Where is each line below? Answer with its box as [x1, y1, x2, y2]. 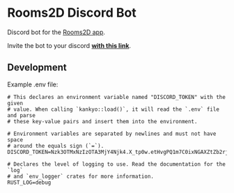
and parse [7, 111, 36, 119]
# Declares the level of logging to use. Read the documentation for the [7, 160, 226, 168]
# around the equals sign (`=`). [7, 142, 104, 149]
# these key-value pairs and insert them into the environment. [7, 118, 198, 125]
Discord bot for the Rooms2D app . [7, 28, 106, 36]
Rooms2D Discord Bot [7, 5, 137, 21]
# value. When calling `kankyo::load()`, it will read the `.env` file [7, 106, 219, 113]
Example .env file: [7, 80, 58, 88]
